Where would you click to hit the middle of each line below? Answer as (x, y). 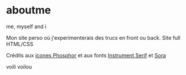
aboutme (29, 10)
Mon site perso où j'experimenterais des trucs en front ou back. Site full (93, 37)
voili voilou (19, 67)
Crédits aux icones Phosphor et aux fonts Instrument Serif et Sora (86, 55)
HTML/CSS (20, 44)
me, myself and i (26, 26)
